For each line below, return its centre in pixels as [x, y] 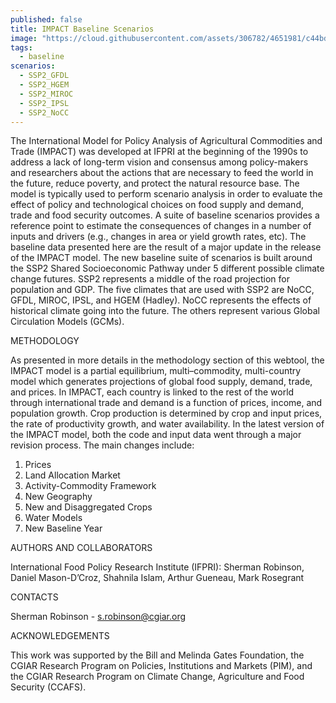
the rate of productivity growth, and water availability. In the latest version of [167, 424]
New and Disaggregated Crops [88, 507]
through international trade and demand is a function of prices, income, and [166, 403]
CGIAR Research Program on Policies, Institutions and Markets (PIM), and [161, 666]
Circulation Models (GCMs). [67, 322]
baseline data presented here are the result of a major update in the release [166, 247]
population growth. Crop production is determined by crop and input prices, [166, 413]
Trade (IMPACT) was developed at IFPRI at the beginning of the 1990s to [159, 152]
